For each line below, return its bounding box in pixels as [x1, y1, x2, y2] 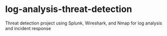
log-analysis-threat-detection [5, 3, 132, 15]
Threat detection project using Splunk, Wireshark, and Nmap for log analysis [5, 20, 163, 26]
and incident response [5, 25, 51, 31]
